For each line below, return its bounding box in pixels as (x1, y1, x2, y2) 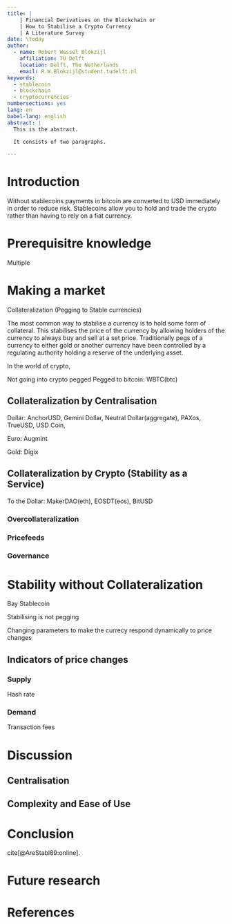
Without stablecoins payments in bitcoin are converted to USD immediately (7, 197, 221, 205)
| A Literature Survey (19, 29, 85, 37)
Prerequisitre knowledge (7, 236, 152, 252)
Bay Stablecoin (7, 599, 50, 608)
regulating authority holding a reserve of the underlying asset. (7, 348, 184, 357)
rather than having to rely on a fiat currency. (7, 211, 133, 220)
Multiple (7, 258, 30, 267)
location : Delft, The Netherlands (19, 62, 119, 68)
